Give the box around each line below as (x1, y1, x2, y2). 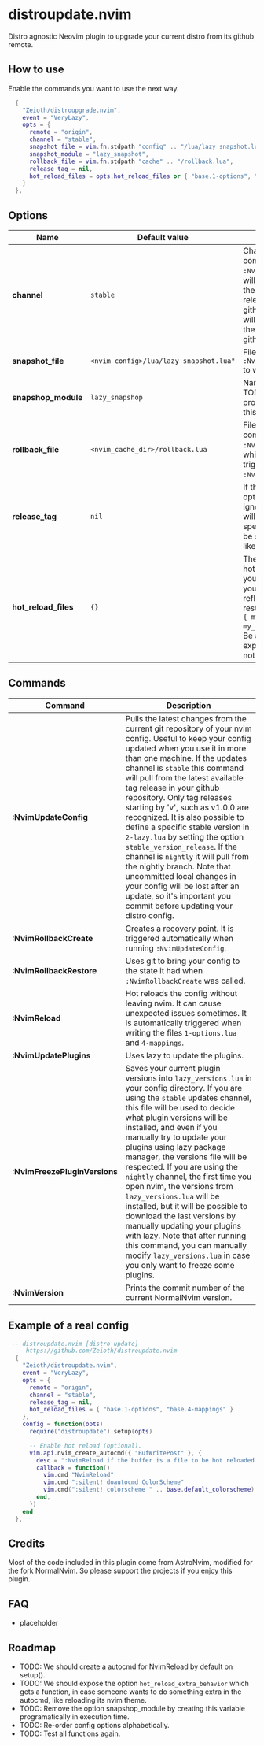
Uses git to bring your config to (125, 955, 240, 966)
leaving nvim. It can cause (125, 998, 222, 1009)
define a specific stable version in (125, 821, 250, 832)
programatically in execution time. (19, 1712, 130, 1722)
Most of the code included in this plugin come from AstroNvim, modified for (8, 1558, 253, 1567)
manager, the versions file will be (125, 1151, 247, 1162)
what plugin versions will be (125, 1112, 228, 1123)
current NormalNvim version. (125, 1292, 233, 1303)
